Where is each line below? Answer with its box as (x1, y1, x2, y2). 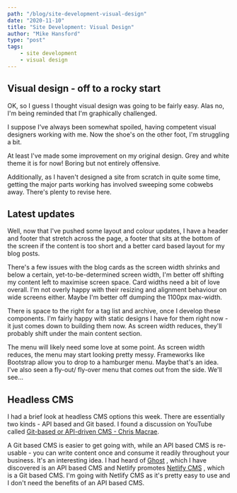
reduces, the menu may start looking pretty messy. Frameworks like (7, 351, 205, 359)
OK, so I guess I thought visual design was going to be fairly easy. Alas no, (7, 101, 225, 110)
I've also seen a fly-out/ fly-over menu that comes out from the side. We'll (7, 366, 223, 374)
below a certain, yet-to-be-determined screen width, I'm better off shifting (7, 270, 224, 279)
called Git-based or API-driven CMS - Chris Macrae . (7, 427, 160, 436)
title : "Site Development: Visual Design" (7, 23, 134, 30)
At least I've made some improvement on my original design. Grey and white (7, 151, 230, 160)
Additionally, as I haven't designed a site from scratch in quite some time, (7, 173, 221, 181)
